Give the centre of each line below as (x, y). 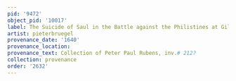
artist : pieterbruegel (40, 33)
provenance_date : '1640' (44, 40)
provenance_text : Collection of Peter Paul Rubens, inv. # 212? (102, 54)
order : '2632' (28, 66)
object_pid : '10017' (38, 20)
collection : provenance (42, 60)
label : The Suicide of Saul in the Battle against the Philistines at (113, 27)
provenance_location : (39, 46)
